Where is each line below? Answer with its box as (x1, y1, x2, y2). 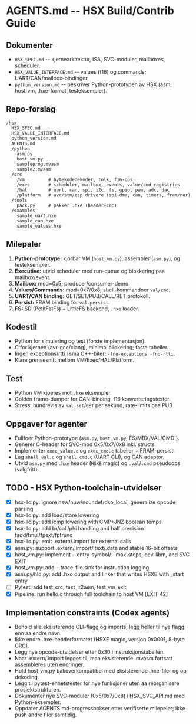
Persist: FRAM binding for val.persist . (14, 299, 110, 306)
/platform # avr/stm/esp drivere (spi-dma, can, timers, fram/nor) (16, 192, 191, 198)
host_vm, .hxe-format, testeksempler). (14, 87, 108, 94)
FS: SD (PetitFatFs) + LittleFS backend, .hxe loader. (14, 305, 139, 312)
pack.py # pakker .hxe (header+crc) (16, 202, 117, 208)
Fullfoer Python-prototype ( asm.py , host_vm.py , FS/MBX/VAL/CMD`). (14, 435, 180, 442)
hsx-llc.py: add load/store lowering (14, 512, 99, 519)
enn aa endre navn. (14, 630, 62, 637)
